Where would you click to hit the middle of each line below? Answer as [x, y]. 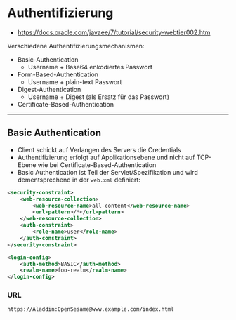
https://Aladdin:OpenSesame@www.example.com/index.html [91, 309]
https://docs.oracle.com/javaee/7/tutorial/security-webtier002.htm [114, 32]
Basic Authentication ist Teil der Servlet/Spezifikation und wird [107, 172]
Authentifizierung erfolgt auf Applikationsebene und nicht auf [106, 157]
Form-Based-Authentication [58, 74]
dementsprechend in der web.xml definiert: [79, 180]
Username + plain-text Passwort [75, 81]
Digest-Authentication [49, 89]
